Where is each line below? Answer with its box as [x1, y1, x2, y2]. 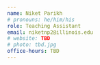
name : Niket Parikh [7, 9, 63, 17]
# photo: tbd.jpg [7, 41, 57, 48]
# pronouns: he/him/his [7, 16, 75, 23]
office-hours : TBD [7, 48, 60, 55]
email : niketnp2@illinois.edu [7, 28, 94, 36]
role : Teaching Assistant [7, 22, 81, 29]
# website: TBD [7, 35, 51, 42]
